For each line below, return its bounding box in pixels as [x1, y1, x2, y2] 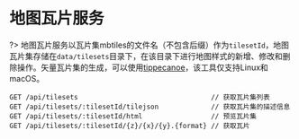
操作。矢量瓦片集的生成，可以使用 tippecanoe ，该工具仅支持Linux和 [16, 62, 268, 73]
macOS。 [9, 73, 45, 83]
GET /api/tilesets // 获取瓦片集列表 [9, 92, 270, 101]
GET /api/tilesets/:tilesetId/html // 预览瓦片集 [9, 111, 257, 121]
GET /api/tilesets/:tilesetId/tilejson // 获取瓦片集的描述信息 [9, 102, 291, 111]
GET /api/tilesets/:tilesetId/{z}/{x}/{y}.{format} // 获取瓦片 [9, 121, 250, 130]
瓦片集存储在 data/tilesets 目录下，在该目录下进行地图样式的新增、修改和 [9, 50, 284, 61]
